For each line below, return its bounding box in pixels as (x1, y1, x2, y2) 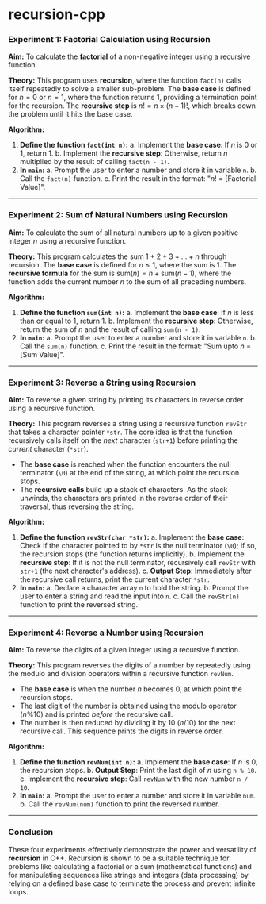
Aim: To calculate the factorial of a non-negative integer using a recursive (8, 52, 251, 61)
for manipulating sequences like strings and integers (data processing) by (8, 870, 249, 879)
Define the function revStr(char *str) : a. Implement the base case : (19, 533, 245, 542)
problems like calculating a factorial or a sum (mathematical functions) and (8, 861, 252, 871)
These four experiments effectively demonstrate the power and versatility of (8, 844, 257, 854)
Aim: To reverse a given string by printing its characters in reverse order (8, 395, 244, 405)
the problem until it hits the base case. (8, 110, 133, 119)
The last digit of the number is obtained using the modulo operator (19, 701, 237, 711)
